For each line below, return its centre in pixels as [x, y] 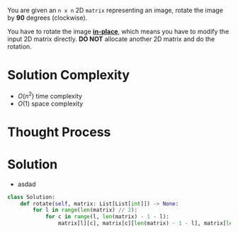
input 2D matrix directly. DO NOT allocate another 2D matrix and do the [111, 39]
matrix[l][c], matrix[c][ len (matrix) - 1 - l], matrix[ [142, 223]
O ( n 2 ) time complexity [50, 95]
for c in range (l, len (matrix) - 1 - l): [107, 217]
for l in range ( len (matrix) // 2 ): [85, 210]
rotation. [19, 46]
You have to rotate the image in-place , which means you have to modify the [118, 32]
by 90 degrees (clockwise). [47, 18]
